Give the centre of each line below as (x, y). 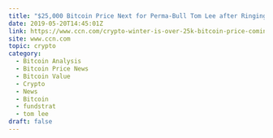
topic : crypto (32, 46)
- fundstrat (36, 106)
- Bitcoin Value (43, 76)
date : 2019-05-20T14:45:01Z (56, 24)
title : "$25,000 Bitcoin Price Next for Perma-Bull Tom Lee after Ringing (138, 16)
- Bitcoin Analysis (49, 62)
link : (17, 31)
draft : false (30, 122)
